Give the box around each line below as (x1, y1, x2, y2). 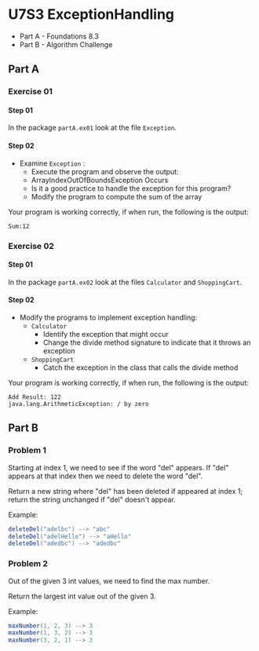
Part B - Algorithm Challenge (19, 39, 113, 49)
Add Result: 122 (8, 393, 61, 401)
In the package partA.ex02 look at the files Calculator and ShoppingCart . (8, 277, 242, 287)
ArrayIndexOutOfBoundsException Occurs (31, 175, 169, 185)
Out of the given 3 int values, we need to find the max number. (8, 576, 210, 586)
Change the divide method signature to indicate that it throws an (42, 338, 251, 347)
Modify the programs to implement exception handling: (19, 313, 198, 322)
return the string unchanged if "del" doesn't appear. (8, 495, 177, 504)
